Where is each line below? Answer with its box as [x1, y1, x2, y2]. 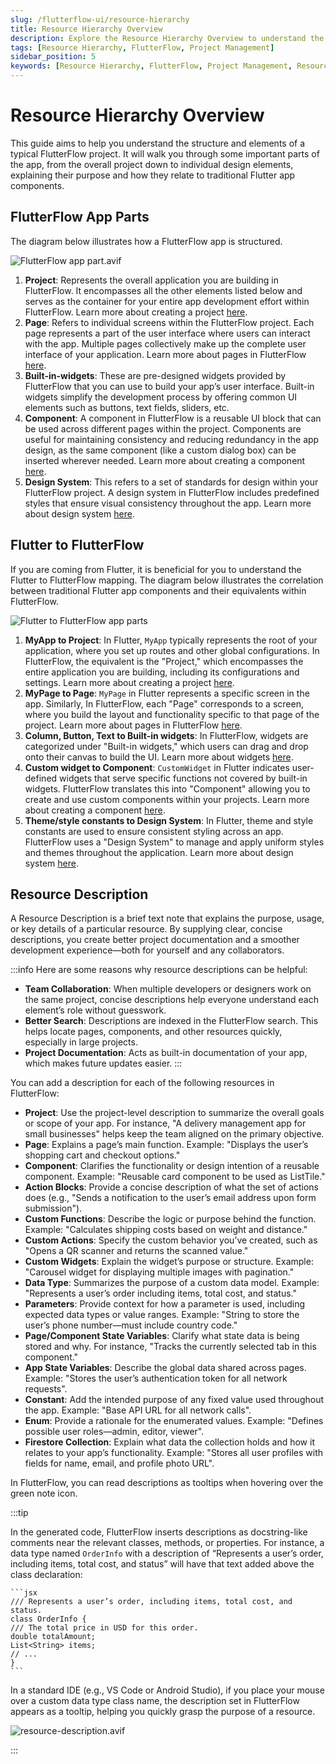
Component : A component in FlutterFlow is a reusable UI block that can [24, 412, 322, 424]
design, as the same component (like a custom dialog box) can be [24, 444, 297, 456]
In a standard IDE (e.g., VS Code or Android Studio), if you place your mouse [10, 1684, 325, 1696]
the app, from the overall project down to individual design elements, [10, 158, 294, 170]
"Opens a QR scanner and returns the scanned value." [24, 1245, 249, 1257]
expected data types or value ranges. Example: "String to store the [24, 1309, 300, 1321]
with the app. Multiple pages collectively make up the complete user [24, 337, 307, 350]
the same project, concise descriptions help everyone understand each [24, 994, 319, 1006]
